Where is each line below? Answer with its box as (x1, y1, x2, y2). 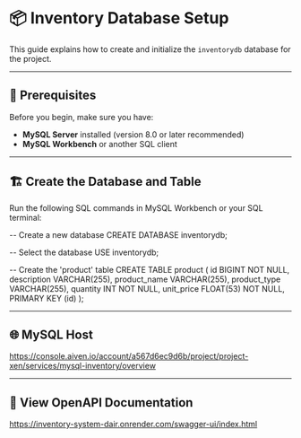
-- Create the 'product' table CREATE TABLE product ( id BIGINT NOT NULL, (9, 264, 290, 275)
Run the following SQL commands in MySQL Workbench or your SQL (9, 202, 263, 213)
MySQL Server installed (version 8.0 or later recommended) (21, 128, 245, 140)
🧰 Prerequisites (9, 88, 97, 103)
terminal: (9, 212, 42, 223)
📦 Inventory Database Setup (9, 8, 229, 29)
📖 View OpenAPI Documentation (9, 395, 193, 410)
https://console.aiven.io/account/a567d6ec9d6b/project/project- (9, 351, 249, 362)
